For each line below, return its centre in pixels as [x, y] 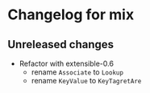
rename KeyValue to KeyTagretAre [86, 81]
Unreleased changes [61, 44]
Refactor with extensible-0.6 [67, 63]
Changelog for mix [71, 15]
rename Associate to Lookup [77, 72]
